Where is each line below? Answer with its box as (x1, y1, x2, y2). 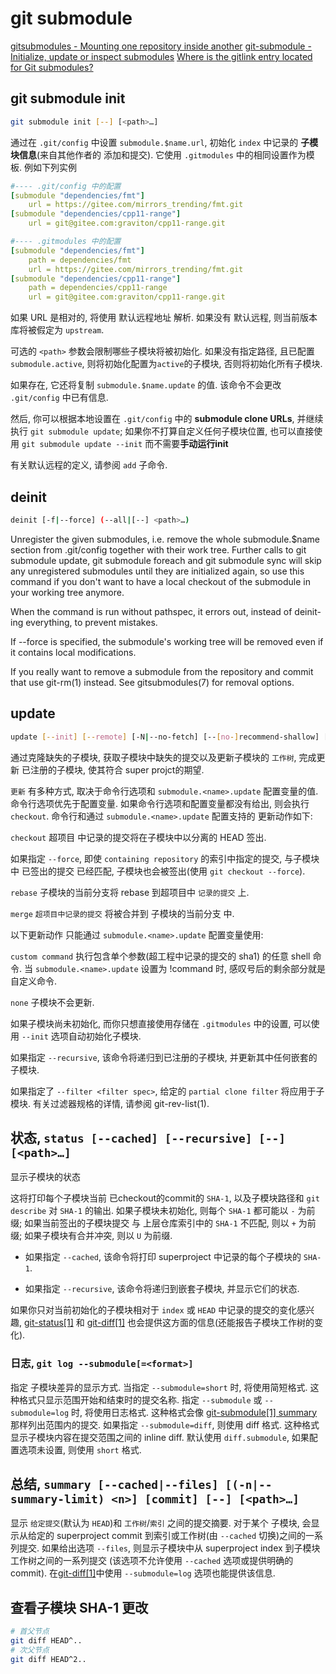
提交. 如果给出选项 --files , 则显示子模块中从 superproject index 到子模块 (18, 1542, 321, 1554)
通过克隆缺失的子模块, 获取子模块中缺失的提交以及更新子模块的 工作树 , (10, 751, 297, 763)
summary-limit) (10, 1492, 105, 1506)
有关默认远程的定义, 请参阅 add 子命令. (10, 459, 168, 471)
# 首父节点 (10, 1627, 50, 1637)
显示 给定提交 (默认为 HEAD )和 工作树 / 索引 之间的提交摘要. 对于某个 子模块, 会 (10, 1517, 312, 1529)
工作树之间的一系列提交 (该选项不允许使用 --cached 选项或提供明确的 (10, 1555, 294, 1567)
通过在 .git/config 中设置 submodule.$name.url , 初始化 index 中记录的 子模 (10, 136, 319, 148)
